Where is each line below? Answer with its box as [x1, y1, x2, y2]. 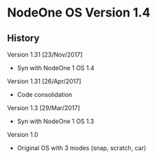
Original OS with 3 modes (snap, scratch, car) [16, 144, 147, 152]
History [7, 32, 40, 44]
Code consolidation [16, 91, 73, 98]
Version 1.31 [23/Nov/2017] [7, 50, 83, 59]
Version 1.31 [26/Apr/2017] [7, 77, 82, 85]
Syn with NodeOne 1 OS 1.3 [16, 117, 95, 125]
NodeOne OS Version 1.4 [7, 5, 151, 21]
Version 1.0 [7, 131, 38, 138]
